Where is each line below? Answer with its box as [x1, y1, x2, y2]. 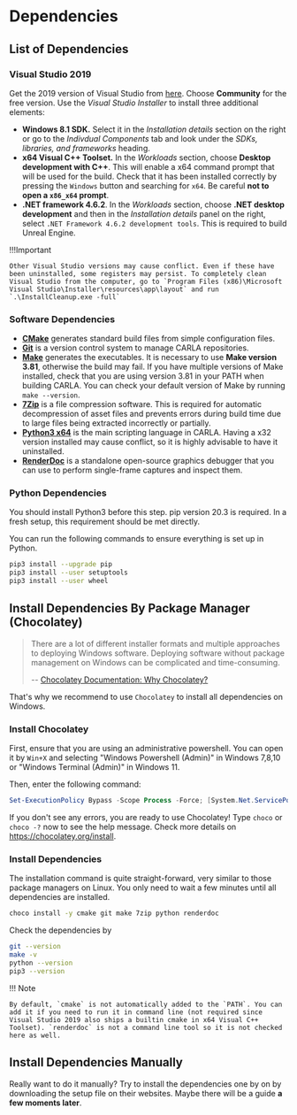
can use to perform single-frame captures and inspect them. [21, 465, 243, 475]
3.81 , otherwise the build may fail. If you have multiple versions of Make [21, 361, 284, 373]
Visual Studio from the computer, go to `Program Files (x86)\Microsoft [9, 277, 283, 286]
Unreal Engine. [21, 227, 77, 238]
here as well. [9, 1031, 62, 1040]
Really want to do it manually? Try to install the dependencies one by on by [9, 1078, 282, 1089]
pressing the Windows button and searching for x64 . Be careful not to [21, 180, 270, 191]
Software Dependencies [9, 312, 116, 325]
